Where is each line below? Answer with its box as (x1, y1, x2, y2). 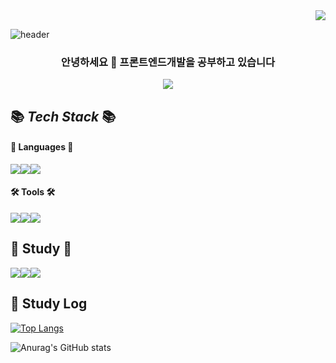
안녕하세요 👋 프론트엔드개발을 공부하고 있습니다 (60, 55, 276, 69)
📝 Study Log (10, 295, 88, 313)
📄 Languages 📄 (10, 141, 74, 153)
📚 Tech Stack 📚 (10, 108, 117, 125)
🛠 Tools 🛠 (10, 186, 56, 198)
